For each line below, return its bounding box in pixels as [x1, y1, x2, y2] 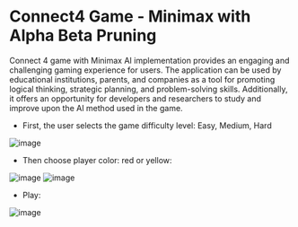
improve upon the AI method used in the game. [9, 102, 183, 113]
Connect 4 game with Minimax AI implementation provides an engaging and [9, 55, 290, 65]
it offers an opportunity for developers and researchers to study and [9, 92, 262, 104]
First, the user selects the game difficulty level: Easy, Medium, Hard [22, 119, 272, 131]
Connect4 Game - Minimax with [9, 6, 251, 27]
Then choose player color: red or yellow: [22, 154, 172, 165]
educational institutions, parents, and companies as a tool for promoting [9, 74, 276, 84]
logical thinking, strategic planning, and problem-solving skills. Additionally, [9, 83, 288, 94]
